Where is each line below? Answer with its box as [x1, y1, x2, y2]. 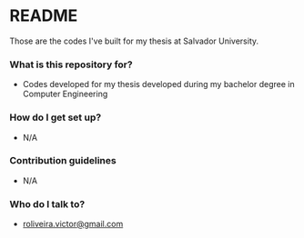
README [9, 5, 78, 26]
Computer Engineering [22, 88, 108, 100]
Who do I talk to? [9, 197, 86, 210]
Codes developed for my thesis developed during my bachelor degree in [22, 79, 295, 90]
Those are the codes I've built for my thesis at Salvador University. [9, 35, 259, 46]
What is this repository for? [9, 58, 134, 71]
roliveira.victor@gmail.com [22, 219, 124, 230]
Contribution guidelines [9, 154, 117, 167]
